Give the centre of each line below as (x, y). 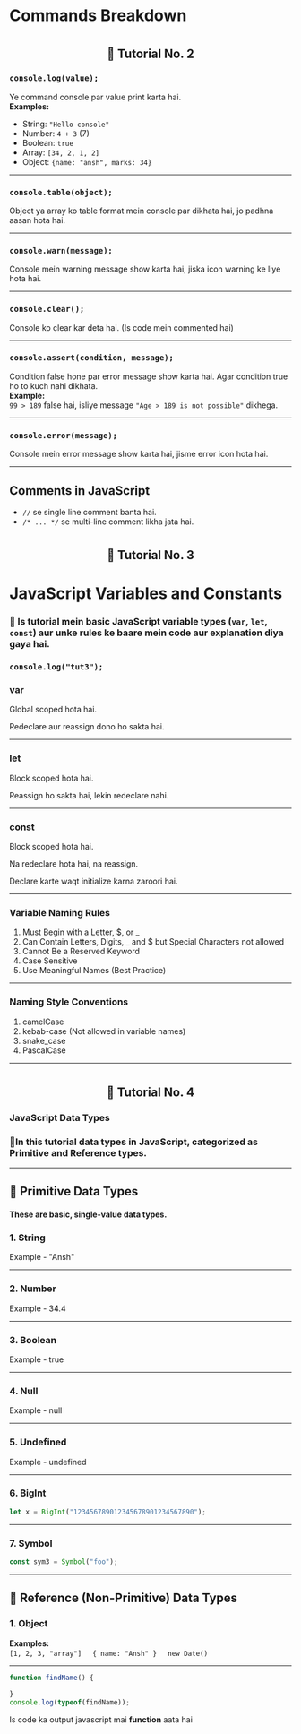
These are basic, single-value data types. (88, 1214)
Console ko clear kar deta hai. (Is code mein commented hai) (122, 327)
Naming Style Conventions (69, 1002)
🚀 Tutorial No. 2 (150, 54)
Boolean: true (48, 142)
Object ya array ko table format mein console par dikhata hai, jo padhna (142, 211)
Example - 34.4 (38, 1308)
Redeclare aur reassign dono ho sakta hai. (87, 727)
